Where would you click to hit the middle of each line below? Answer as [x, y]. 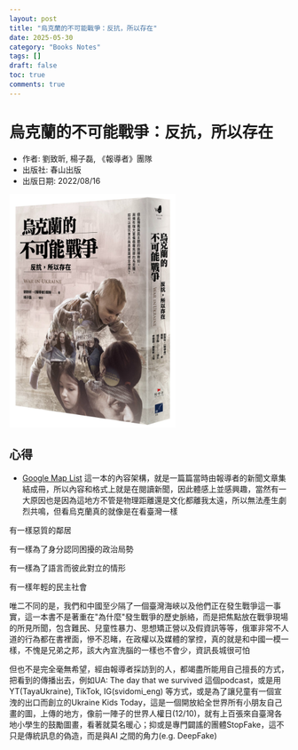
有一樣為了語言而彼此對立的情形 [67, 568]
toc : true [27, 76]
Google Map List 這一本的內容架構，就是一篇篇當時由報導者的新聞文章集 [154, 478]
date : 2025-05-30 [41, 37]
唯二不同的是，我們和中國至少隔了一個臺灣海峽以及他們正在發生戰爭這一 [141, 605]
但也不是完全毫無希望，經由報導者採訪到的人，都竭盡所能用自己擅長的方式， [149, 669]
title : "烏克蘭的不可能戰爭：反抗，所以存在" [83, 28]
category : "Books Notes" [55, 47]
